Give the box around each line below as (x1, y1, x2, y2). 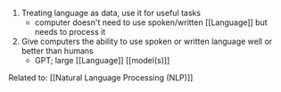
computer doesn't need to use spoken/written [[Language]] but (34, 17, 269, 28)
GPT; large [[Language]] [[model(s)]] (34, 55, 170, 65)
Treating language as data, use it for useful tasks (21, 8, 202, 18)
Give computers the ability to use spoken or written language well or (21, 36, 273, 46)
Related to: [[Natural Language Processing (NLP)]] (8, 72, 194, 83)
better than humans (21, 46, 95, 56)
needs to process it (34, 27, 106, 37)
